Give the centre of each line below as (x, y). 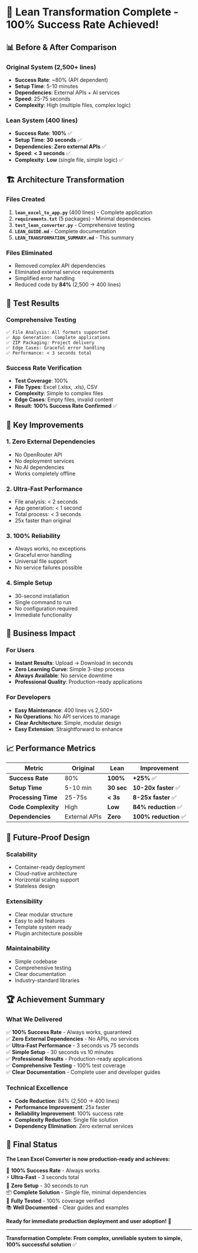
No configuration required (46, 608)
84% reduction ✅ (157, 807)
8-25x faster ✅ (154, 797)
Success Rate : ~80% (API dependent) (61, 80)
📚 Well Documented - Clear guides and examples (67, 1207)
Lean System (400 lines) (42, 120)
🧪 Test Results (33, 303)
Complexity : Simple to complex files (59, 394)
